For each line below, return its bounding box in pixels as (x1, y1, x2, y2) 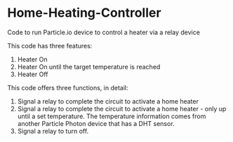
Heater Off (17, 70, 48, 78)
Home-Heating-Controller (7, 5, 161, 21)
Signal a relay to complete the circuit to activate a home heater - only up (17, 104, 227, 113)
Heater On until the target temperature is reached (17, 62, 161, 71)
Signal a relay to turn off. (17, 127, 89, 135)
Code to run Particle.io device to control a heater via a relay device (7, 28, 200, 36)
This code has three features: (7, 41, 93, 50)
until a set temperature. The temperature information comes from (17, 112, 206, 120)
